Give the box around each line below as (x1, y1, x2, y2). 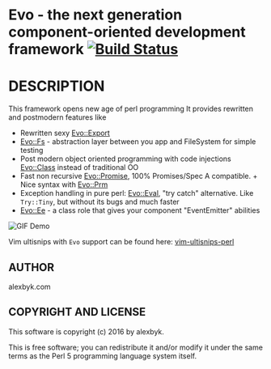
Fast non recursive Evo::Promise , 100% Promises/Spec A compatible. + (19, 172, 258, 181)
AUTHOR (8, 261, 55, 274)
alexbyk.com (8, 282, 51, 291)
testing (19, 146, 44, 155)
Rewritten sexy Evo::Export (19, 128, 111, 138)
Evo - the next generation (8, 6, 183, 24)
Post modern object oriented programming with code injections (19, 154, 232, 163)
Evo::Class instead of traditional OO (19, 163, 139, 172)
